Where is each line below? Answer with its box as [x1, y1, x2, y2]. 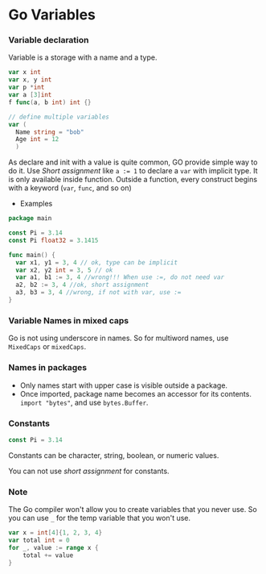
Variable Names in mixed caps [8, 314, 129, 326]
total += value [23, 551, 74, 559]
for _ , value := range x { [8, 543, 99, 551]
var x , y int [8, 76, 52, 84]
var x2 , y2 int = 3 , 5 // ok [15, 266, 113, 274]
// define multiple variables [8, 113, 110, 121]
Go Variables [8, 6, 96, 24]
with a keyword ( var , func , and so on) [8, 183, 133, 193]
